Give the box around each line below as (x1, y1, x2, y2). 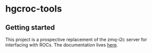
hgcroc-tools (5, 3, 62, 15)
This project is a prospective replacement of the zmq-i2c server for (5, 36, 147, 42)
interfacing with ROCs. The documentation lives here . (5, 42, 118, 48)
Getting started (5, 23, 55, 32)
